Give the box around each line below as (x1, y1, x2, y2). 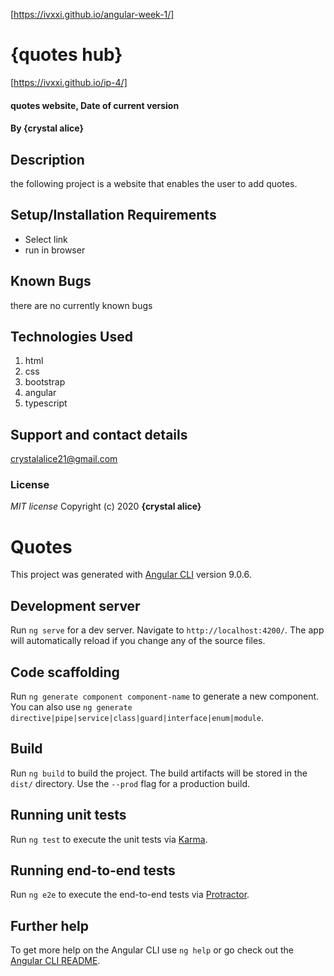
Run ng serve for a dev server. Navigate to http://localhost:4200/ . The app (10, 624, 325, 636)
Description (10, 151, 85, 168)
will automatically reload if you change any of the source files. (10, 635, 266, 647)
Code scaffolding (10, 664, 120, 681)
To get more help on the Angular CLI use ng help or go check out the (10, 944, 294, 956)
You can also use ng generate (10, 701, 133, 713)
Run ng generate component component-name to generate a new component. (10, 690, 320, 703)
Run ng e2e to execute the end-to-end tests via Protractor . (10, 889, 250, 901)
